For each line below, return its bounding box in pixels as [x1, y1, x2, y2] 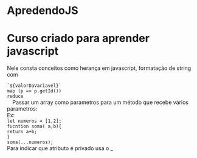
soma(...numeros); [7, 139, 54, 146]
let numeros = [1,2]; [7, 118, 62, 125]
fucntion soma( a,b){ [7, 123, 62, 129]
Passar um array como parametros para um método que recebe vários [12, 98, 189, 106]
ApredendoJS [7, 4, 78, 18]
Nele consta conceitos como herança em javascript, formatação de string [7, 64, 192, 72]
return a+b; [7, 129, 37, 135]
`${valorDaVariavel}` [7, 83, 62, 89]
